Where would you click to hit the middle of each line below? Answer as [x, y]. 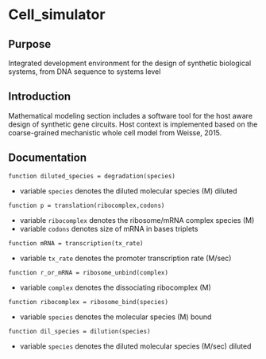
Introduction [40, 97]
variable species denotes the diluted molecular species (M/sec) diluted [135, 346]
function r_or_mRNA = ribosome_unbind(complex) [89, 272]
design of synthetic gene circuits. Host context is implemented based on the [133, 124]
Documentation [48, 158]
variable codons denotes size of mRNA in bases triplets [109, 228]
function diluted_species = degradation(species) [92, 176]
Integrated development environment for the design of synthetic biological [130, 63]
